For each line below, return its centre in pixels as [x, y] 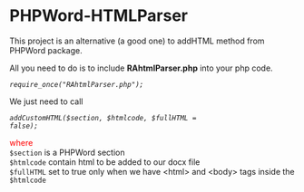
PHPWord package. [46, 50]
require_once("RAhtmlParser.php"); [77, 84]
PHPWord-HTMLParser [99, 16]
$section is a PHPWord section [67, 152]
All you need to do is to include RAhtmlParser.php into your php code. [142, 68]
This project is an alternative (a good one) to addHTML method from [137, 41]
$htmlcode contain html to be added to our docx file [105, 162]
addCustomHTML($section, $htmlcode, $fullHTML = [103, 118]
